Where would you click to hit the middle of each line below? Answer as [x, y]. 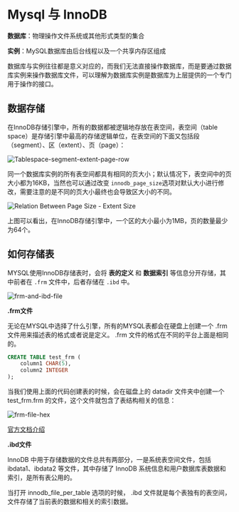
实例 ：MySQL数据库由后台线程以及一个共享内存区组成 [87, 51]
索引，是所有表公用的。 [42, 478]
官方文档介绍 [26, 429]
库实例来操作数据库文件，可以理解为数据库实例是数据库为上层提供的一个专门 [119, 75]
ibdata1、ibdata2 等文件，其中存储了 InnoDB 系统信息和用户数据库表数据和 [117, 469]
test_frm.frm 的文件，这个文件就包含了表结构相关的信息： [92, 401]
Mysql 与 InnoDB [58, 15]
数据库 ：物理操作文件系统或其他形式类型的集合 [76, 36]
